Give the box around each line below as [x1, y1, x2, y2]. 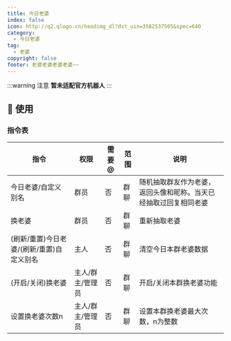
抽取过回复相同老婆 [146, 198, 208, 207]
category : [7, 29, 36, 37]
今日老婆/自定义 [10, 183, 62, 192]
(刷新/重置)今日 [10, 234, 60, 244]
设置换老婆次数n [10, 311, 63, 321]
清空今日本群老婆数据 [139, 245, 208, 254]
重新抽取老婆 [139, 216, 181, 226]
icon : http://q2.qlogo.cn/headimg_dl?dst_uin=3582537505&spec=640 [7, 23, 201, 30]
